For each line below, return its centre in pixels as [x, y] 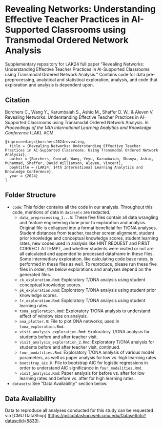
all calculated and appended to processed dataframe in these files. [87, 254]
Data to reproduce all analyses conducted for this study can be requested [79, 410]
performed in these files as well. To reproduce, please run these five [88, 264]
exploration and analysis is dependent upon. [50, 85]
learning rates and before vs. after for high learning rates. [77, 378]
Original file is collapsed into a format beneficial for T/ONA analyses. [88, 228]
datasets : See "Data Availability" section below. [60, 383]
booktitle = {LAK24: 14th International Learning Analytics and [76, 167]
